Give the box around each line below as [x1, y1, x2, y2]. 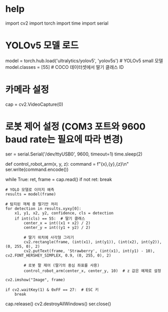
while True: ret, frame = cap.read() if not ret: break [5, 176, 112, 182]
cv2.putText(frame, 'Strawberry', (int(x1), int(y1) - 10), [24, 248, 155, 254]
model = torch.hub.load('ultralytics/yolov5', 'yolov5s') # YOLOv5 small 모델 [5, 57, 163, 64]
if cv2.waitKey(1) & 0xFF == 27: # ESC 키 [5, 287, 99, 292]
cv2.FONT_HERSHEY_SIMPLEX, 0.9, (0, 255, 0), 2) [5, 252, 111, 258]
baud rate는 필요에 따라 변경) [5, 134, 123, 145]
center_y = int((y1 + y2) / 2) [24, 225, 91, 230]
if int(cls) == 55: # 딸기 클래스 [14, 216, 85, 221]
